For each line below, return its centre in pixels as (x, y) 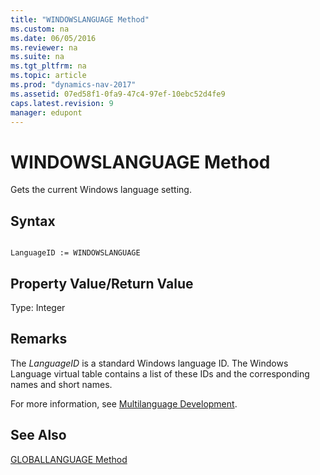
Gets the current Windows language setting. (101, 190)
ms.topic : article (48, 76)
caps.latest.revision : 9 (62, 103)
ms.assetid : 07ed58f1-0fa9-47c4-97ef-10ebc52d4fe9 (118, 94)
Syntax (33, 221)
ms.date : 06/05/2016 (53, 38)
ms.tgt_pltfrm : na (48, 66)
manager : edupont (46, 112)
